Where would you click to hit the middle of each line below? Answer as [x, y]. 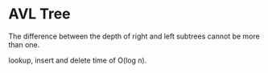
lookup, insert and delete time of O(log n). [78, 60]
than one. [24, 44]
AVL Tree [39, 14]
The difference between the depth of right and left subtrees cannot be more [134, 36]
